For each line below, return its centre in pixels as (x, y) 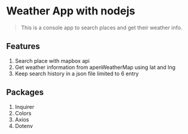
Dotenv (24, 126)
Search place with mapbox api (52, 60)
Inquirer (25, 106)
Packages (25, 92)
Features (23, 46)
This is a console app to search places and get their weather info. (101, 28)
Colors (23, 113)
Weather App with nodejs (71, 11)
